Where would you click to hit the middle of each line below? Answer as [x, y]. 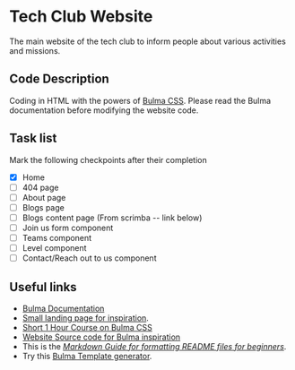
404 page [40, 187]
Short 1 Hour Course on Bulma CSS [87, 327]
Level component [54, 248]
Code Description [59, 79]
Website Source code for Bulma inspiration [101, 337]
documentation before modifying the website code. [104, 110]
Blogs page [43, 207]
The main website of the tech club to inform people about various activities [148, 41]
